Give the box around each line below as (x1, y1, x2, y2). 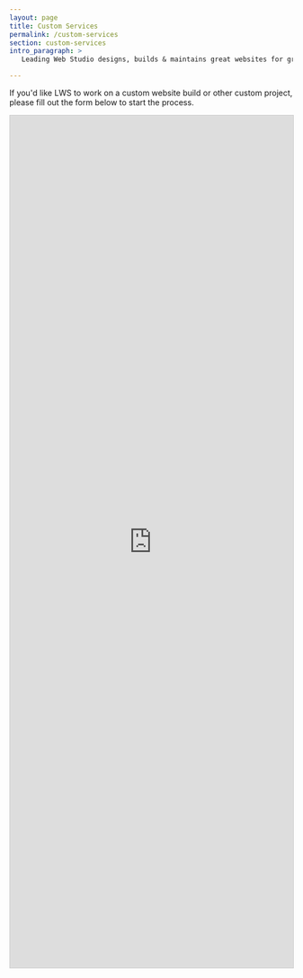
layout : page (9, 13, 58, 22)
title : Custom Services (9, 22, 99, 31)
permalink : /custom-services (9, 30, 119, 39)
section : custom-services (9, 38, 106, 48)
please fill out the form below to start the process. (9, 97, 195, 108)
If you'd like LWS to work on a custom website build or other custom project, (9, 87, 293, 98)
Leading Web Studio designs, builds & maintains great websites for (21, 55, 283, 64)
